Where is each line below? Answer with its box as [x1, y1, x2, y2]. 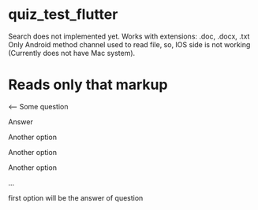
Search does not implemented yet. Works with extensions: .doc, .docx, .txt [8, 31, 250, 41]
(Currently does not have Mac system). [8, 48, 136, 57]
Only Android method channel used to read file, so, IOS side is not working [8, 39, 251, 49]
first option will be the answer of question [8, 193, 144, 202]
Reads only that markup [8, 76, 168, 94]
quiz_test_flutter [8, 6, 118, 24]
